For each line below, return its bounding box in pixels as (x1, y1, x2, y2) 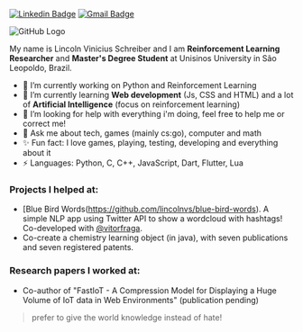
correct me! (22, 118, 66, 129)
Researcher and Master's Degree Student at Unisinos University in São (9, 53, 277, 63)
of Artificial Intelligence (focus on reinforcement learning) (22, 99, 241, 110)
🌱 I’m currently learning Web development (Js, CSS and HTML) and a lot (22, 90, 294, 100)
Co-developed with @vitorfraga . (22, 223, 142, 234)
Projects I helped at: (9, 183, 99, 195)
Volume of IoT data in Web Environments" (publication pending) (22, 294, 260, 305)
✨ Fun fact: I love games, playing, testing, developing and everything (22, 138, 279, 148)
